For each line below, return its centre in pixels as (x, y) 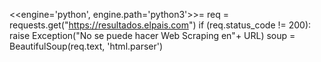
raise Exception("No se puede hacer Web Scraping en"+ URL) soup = (152, 35)
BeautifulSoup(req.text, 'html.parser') (86, 46)
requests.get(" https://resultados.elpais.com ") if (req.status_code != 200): (160, 25)
